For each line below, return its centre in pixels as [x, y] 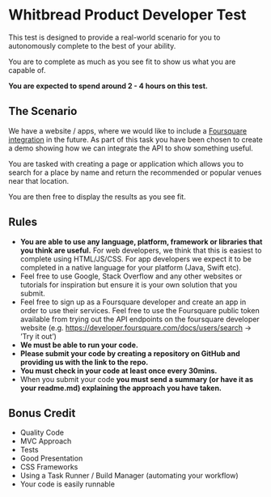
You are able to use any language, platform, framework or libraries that [141, 241]
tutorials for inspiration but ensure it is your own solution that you [129, 284]
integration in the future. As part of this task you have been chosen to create [135, 139]
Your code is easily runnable [68, 484]
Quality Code [42, 433]
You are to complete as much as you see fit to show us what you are [122, 62]
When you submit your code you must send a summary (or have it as [136, 379]
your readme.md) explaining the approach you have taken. [121, 388]
